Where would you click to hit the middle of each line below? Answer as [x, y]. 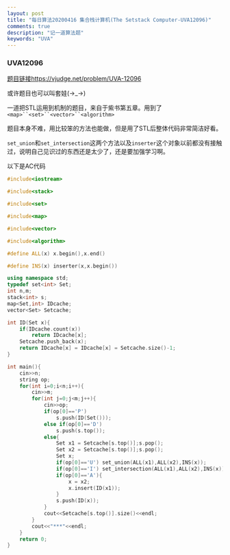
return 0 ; [34, 539]
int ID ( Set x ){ [29, 322]
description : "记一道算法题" [46, 33]
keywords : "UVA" [30, 39]
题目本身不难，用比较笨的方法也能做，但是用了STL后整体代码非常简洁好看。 [115, 128]
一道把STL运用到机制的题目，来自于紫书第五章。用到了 [85, 108]
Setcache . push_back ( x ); [53, 342]
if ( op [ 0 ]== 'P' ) [65, 412]
